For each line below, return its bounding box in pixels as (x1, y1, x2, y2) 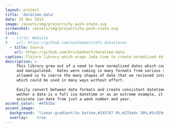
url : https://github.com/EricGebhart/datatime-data (14, 49, 125, 54)
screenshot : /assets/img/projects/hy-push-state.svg (5, 26, 118, 31)
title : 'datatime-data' (5, 12, 55, 17)
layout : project (5, 7, 39, 13)
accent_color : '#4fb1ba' (5, 101, 57, 106)
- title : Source (10, 45, 44, 50)
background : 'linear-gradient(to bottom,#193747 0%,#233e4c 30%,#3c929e (10, 110, 165, 116)
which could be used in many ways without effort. (16, 78, 125, 83)
